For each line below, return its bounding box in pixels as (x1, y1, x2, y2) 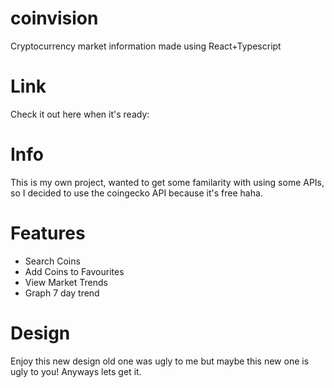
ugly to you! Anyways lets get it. (10, 365, 142, 377)
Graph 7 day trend (24, 287, 100, 299)
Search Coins (24, 255, 81, 267)
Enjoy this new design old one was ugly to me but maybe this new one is (10, 355, 310, 367)
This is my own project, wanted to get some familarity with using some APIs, (10, 176, 325, 188)
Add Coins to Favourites (24, 265, 125, 277)
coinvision (10, 7, 99, 30)
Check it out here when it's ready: (10, 108, 150, 120)
